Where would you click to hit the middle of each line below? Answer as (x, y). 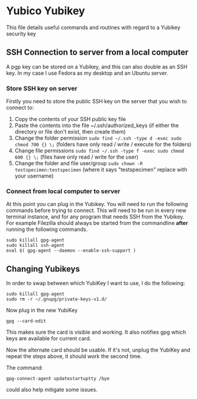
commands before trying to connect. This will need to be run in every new (96, 210)
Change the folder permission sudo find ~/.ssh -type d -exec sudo (98, 138)
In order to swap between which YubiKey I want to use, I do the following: (96, 283)
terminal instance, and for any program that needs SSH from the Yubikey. (95, 217)
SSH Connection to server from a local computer (97, 53)
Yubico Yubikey (46, 11)
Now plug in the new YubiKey (42, 311)
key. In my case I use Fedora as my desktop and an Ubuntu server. (87, 73)
